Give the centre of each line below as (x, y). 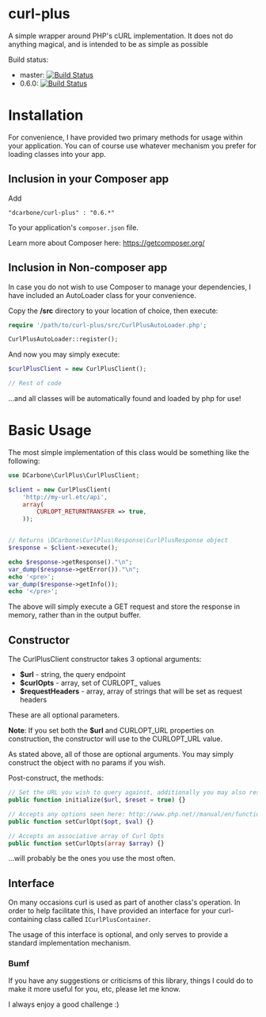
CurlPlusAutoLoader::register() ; (63, 339)
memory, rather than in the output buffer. (75, 615)
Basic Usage (50, 431)
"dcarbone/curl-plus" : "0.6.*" (61, 212)
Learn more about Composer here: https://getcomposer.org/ (106, 243)
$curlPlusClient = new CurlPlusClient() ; (78, 369)
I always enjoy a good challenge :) (64, 1004)
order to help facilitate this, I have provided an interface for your (112, 911)
